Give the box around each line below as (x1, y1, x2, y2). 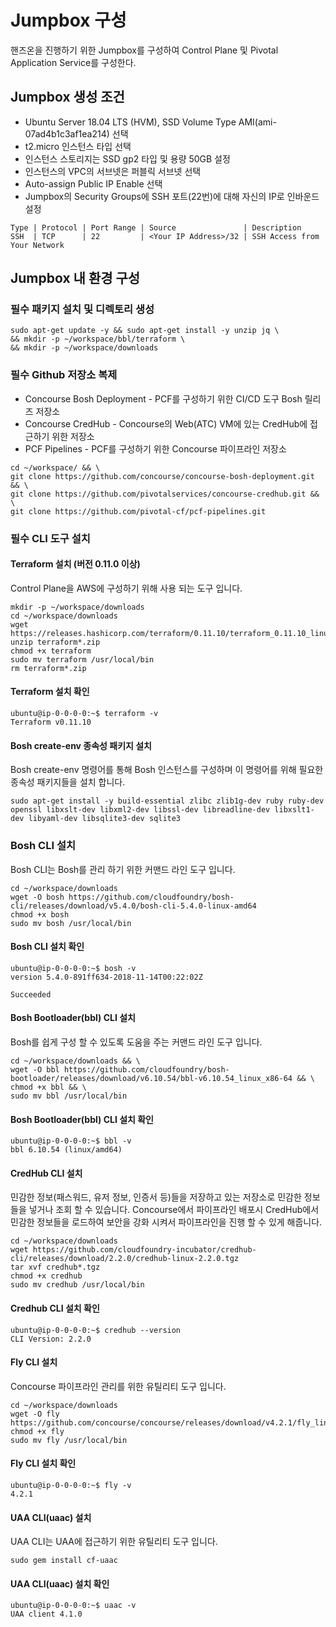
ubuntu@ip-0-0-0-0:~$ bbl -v (10, 1136, 132, 1146)
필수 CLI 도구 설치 (10, 531, 91, 545)
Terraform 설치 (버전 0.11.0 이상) (10, 558, 141, 570)
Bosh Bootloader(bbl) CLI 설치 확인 (10, 1113, 155, 1125)
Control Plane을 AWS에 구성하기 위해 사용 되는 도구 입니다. (10, 582, 243, 594)
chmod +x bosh (10, 909, 70, 920)
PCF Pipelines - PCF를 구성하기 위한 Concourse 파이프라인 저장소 (24, 442, 287, 455)
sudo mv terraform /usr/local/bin (10, 654, 155, 665)
